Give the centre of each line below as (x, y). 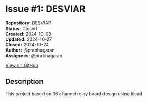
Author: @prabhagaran (30, 50)
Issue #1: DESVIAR (45, 9)
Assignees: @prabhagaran (34, 55)
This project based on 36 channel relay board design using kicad (74, 94)
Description (24, 81)
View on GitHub (22, 65)
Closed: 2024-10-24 (27, 44)
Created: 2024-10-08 (28, 34)
